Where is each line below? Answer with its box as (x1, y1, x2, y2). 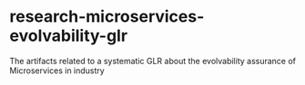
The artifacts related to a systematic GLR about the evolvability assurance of (9, 55, 297, 66)
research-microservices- (9, 6, 205, 27)
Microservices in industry (9, 65, 105, 76)
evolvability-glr (9, 25, 128, 46)
